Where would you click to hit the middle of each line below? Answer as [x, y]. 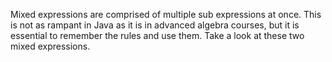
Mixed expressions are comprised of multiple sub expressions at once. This [166, 14]
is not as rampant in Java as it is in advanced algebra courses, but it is [155, 25]
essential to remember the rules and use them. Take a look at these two [157, 35]
